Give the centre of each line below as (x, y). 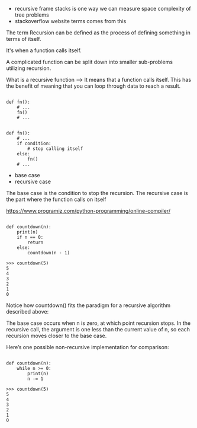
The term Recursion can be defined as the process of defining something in (98, 33)
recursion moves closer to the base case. (56, 336)
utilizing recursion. (29, 68)
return (35, 242)
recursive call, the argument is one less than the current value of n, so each (98, 329)
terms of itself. (24, 39)
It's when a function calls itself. (44, 50)
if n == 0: (30, 237)
